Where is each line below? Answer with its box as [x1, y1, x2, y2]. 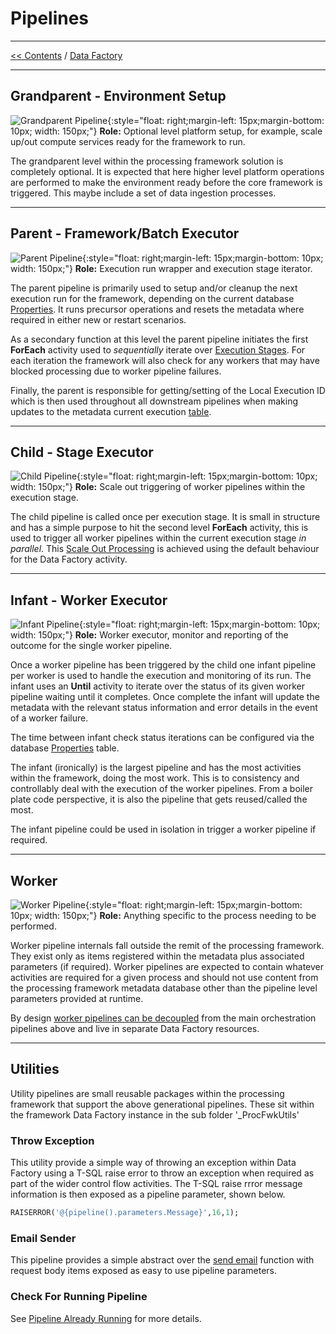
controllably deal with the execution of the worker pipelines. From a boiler [10, 783, 314, 795]
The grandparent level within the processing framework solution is [10, 155, 284, 167]
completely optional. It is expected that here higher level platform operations [10, 165, 325, 177]
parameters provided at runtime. [10, 993, 144, 1004]
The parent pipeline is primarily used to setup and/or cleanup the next [10, 282, 298, 294]
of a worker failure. [10, 712, 89, 724]
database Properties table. [10, 742, 120, 754]
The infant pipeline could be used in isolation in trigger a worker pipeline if [10, 823, 317, 836]
